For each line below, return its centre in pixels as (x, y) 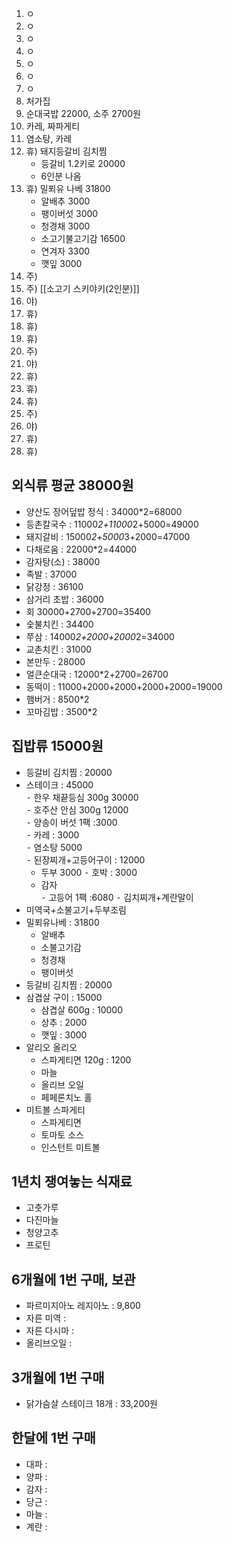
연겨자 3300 (65, 251)
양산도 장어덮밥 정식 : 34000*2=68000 (104, 511)
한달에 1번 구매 (53, 1438)
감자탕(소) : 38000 (63, 561)
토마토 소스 (62, 1134)
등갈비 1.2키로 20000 (83, 163)
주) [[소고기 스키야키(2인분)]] (82, 288)
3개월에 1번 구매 (58, 1377)
